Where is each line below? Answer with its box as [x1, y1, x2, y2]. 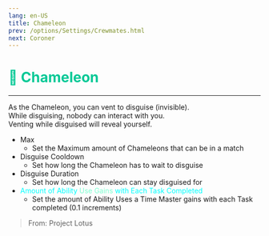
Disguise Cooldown [19, 152, 85, 162]
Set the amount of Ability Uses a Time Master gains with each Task [31, 194, 254, 204]
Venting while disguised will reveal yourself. [8, 119, 152, 129]
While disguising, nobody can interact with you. [8, 111, 166, 121]
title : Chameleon [8, 19, 66, 27]
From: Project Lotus [27, 218, 94, 228]
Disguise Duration [19, 169, 79, 178]
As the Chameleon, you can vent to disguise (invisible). [8, 102, 190, 112]
